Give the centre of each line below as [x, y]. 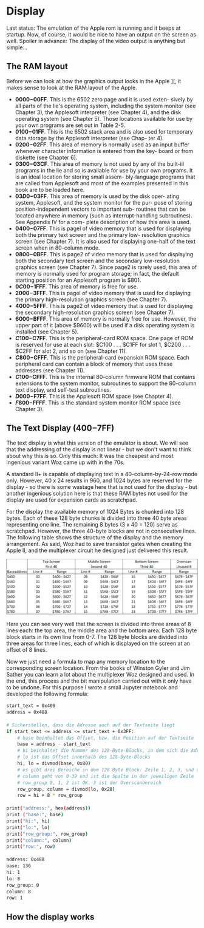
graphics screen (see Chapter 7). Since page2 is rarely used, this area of [106, 267]
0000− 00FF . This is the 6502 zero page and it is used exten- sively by [104, 99]
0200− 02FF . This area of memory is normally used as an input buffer [102, 145]
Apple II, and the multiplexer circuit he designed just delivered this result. [97, 550]
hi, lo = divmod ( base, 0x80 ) [54, 763]
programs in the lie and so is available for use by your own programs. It [104, 170]
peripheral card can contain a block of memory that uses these [94, 364]
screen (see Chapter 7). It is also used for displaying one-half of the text [105, 241]
